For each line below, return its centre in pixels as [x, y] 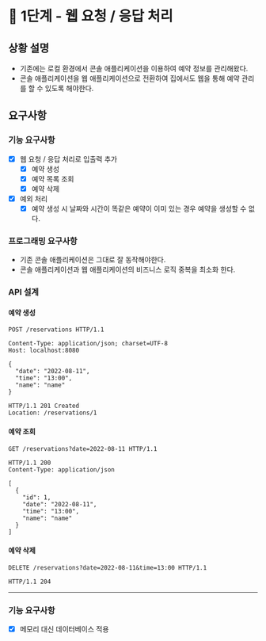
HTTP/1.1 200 [30, 463]
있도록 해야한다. [69, 88]
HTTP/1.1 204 [30, 582]
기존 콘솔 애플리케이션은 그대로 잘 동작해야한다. [93, 260]
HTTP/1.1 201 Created [44, 406]
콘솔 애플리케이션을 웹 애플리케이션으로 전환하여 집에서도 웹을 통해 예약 [129, 78]
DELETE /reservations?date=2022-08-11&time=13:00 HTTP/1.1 [108, 567]
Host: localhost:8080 [44, 351]
